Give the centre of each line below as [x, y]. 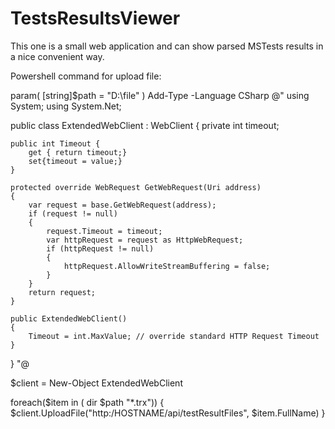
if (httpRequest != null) [100, 248]
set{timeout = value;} [75, 161]
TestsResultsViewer [95, 18]
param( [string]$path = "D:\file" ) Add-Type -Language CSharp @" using [160, 95]
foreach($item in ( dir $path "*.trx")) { [87, 402]
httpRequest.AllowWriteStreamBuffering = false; [167, 266]
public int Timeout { [55, 143]
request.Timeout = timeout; [104, 231]
